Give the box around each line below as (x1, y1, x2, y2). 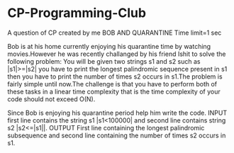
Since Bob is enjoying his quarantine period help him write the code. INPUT (7, 108, 228, 117)
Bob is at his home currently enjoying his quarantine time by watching (7, 42, 211, 50)
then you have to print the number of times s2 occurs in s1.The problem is (7, 72, 223, 81)
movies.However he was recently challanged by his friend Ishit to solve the (7, 50, 226, 58)
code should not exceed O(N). (7, 94, 96, 103)
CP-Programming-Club (7, 5, 147, 21)
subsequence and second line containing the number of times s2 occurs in (7, 131, 226, 140)
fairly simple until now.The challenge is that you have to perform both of (7, 79, 218, 88)
